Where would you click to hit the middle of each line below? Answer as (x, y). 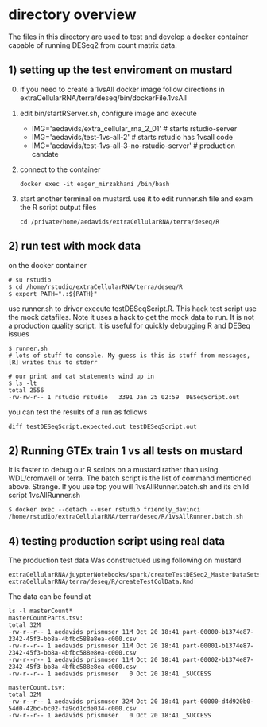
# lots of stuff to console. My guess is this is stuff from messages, (129, 356)
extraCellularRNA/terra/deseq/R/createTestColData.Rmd (101, 582)
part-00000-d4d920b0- (218, 702)
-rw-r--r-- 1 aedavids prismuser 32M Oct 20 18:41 (94, 702)
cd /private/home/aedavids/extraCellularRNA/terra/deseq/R (120, 222)
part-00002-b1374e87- (218, 660)
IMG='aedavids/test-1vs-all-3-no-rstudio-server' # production (133, 146)
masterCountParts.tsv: (46, 618)
